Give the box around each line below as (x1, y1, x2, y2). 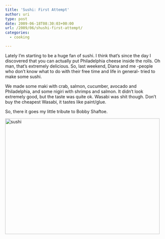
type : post (5, 16, 28, 21)
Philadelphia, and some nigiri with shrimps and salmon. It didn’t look (5, 88, 143, 94)
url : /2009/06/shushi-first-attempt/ (5, 26, 83, 31)
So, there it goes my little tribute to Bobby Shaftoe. (5, 108, 108, 114)
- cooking (9, 35, 30, 40)
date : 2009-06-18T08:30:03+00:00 (5, 21, 74, 26)
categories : (5, 30, 30, 35)
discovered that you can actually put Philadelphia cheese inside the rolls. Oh (5, 58, 161, 64)
